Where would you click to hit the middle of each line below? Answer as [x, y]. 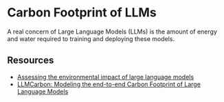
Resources [31, 61]
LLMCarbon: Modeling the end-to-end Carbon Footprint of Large [109, 84]
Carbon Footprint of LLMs [82, 13]
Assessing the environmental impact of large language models [105, 77]
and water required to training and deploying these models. [91, 38]
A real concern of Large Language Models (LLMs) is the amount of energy [112, 31]
